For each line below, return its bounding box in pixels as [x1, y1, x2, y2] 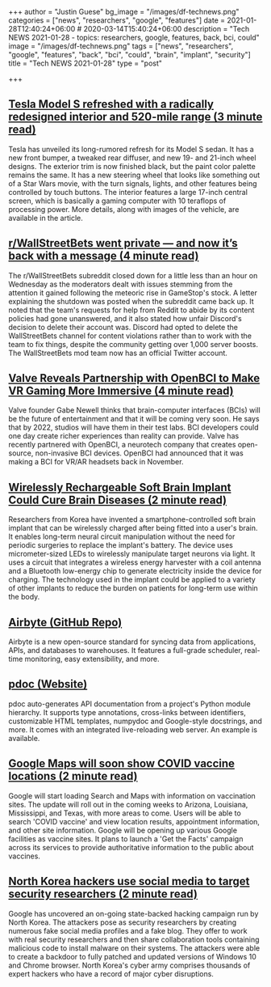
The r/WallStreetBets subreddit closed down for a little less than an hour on [8, 270, 258, 280]
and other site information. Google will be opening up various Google [8, 825, 238, 835]
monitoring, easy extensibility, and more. [24, 654, 160, 664]
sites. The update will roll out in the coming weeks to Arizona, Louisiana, [8, 799, 248, 809]
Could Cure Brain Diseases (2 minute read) [8, 493, 227, 506]
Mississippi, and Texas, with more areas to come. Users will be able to [8, 808, 242, 818]
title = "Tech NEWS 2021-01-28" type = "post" [8, 58, 163, 68]
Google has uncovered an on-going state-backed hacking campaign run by [8, 909, 259, 918]
